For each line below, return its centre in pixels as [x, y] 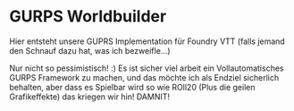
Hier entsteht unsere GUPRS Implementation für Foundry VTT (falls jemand [147, 41]
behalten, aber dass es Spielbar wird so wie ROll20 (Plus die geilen [132, 87]
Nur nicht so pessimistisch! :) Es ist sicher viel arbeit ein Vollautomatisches [147, 68]
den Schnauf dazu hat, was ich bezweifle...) [90, 50]
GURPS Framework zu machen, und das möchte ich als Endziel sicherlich [144, 77]
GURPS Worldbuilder [88, 17]
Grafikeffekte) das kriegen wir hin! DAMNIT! [90, 97]
